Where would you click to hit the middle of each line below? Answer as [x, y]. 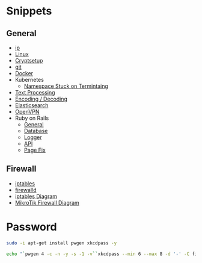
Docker [24, 73]
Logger [33, 137]
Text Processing [35, 92]
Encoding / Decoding [41, 99]
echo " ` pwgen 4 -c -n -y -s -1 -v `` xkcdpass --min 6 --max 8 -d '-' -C [98, 254]
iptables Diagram [36, 196]
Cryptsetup [29, 60]
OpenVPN [27, 112]
